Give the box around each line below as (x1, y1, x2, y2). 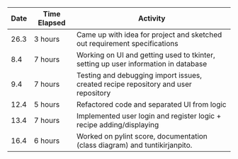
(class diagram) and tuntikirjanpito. (76, 141, 193, 150)
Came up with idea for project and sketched (76, 30, 222, 40)
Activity (137, 13, 166, 23)
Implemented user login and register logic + (76, 111, 222, 121)
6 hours (34, 136, 60, 146)
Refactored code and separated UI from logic (76, 100, 227, 109)
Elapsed (38, 18, 66, 28)
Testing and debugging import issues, (76, 71, 203, 80)
